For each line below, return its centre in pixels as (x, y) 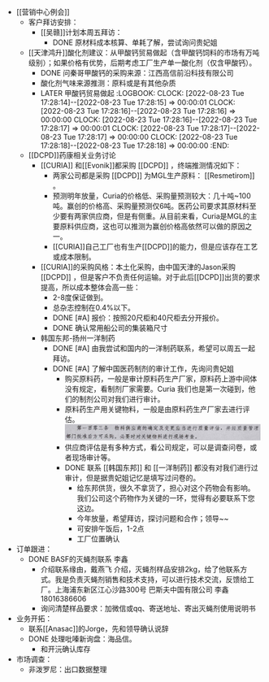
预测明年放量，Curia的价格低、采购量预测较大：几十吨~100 (152, 196)
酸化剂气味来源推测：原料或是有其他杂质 (108, 83)
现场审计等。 (93, 457)
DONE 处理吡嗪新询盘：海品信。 (82, 639)
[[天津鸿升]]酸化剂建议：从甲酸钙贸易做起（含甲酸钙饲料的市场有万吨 (144, 52)
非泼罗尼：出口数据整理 (67, 669)
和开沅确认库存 (65, 649)
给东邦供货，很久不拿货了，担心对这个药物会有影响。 (166, 488)
